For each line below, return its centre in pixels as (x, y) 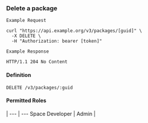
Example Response (28, 51)
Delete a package (32, 8)
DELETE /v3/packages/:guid (40, 88)
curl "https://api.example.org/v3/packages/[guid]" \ (74, 31)
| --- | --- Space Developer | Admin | (51, 114)
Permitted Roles (26, 101)
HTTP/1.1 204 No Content (37, 62)
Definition (19, 75)
